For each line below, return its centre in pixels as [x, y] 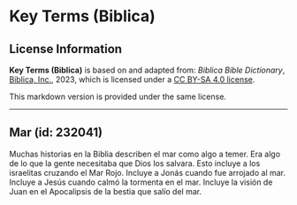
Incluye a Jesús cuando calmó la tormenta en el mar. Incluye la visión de [141, 182]
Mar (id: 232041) [56, 133]
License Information [65, 49]
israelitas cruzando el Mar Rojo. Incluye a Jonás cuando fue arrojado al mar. [147, 172]
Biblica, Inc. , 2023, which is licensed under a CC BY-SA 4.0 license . [132, 80]
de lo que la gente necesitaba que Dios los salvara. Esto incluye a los [135, 163]
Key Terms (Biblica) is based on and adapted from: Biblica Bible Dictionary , [147, 70]
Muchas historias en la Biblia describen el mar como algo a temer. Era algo [145, 154]
